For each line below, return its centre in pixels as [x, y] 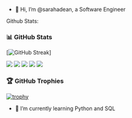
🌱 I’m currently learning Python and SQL [65, 108]
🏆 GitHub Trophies [35, 81]
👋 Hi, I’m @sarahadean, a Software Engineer [70, 9]
